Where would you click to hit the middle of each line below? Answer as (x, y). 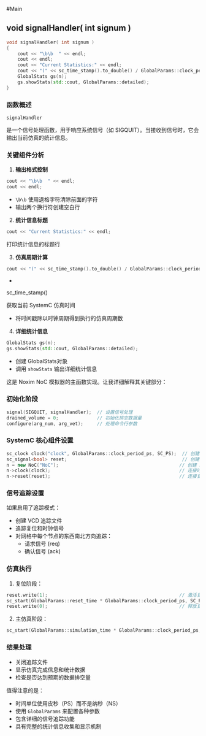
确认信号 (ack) (43, 551)
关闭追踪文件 (31, 662)
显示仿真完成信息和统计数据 (50, 669)
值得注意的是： (25, 690)
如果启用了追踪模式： (33, 508)
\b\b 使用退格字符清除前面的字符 (56, 199)
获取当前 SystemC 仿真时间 (41, 305)
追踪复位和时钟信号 (40, 528)
